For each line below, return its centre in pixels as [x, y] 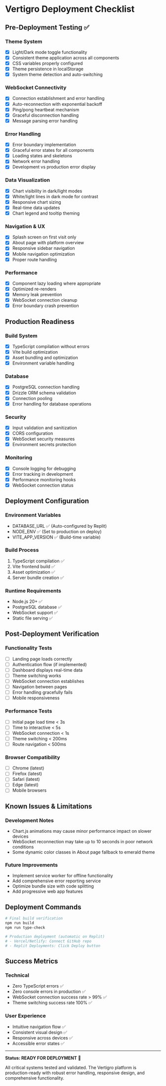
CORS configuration [33, 433]
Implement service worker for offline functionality [62, 876]
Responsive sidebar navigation [43, 248]
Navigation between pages [40, 687]
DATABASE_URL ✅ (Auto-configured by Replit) [60, 526]
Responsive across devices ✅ [42, 1038]
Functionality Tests [29, 648]
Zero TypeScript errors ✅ [38, 986]
